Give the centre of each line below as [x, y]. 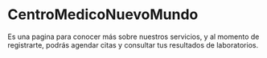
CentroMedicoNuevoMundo [103, 15]
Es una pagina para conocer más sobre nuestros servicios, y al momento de [133, 37]
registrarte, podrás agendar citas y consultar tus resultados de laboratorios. [133, 44]
